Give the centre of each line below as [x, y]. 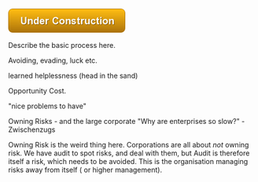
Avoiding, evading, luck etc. [53, 60]
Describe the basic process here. [62, 45]
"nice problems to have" [47, 106]
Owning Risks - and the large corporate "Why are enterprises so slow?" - [127, 121]
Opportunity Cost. [37, 91]
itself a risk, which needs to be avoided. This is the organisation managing [128, 161]
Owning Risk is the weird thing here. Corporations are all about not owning [129, 145]
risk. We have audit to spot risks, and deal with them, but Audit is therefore [129, 153]
